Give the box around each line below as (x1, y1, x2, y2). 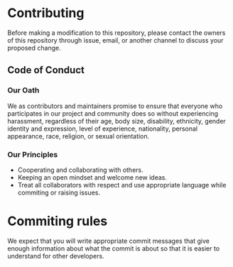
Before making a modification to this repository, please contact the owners (7, 28, 226, 37)
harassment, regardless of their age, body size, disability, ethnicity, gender (7, 116, 226, 125)
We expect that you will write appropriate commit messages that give (7, 236, 210, 245)
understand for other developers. (7, 251, 104, 260)
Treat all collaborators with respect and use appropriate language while (17, 180, 227, 189)
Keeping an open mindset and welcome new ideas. (17, 173, 167, 182)
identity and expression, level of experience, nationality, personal (7, 124, 198, 133)
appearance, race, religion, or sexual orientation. (7, 131, 150, 140)
